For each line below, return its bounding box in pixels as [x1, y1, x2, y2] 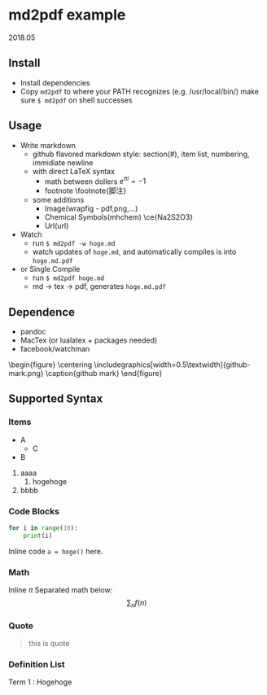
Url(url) [44, 221, 69, 231]
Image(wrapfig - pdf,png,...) [44, 203, 138, 213]
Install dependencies [20, 77, 91, 87]
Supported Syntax [8, 392, 103, 406]
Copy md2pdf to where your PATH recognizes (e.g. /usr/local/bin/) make [20, 86, 259, 96]
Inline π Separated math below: [8, 585, 113, 595]
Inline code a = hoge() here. [8, 546, 103, 556]
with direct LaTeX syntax [32, 166, 116, 176]
